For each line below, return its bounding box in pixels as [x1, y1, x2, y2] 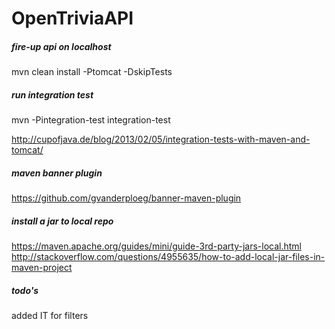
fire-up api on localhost [11, 40, 112, 52]
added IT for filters [11, 310, 89, 322]
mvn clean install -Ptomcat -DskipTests [11, 66, 173, 78]
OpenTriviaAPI [11, 7, 134, 30]
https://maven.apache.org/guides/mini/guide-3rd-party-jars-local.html [11, 240, 302, 252]
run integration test [11, 88, 94, 101]
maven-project [11, 262, 73, 274]
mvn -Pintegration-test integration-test [11, 114, 171, 126]
